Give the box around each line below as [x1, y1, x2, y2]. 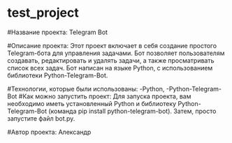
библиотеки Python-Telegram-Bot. [7, 71, 108, 80]
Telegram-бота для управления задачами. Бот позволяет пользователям [7, 49, 225, 57]
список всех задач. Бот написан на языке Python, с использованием [7, 63, 213, 72]
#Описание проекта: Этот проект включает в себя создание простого [7, 41, 217, 50]
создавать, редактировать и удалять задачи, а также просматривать [7, 56, 215, 64]
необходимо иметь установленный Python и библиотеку [7, 99, 177, 107]
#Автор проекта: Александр [7, 128, 92, 136]
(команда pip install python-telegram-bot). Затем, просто [48, 107, 217, 115]
